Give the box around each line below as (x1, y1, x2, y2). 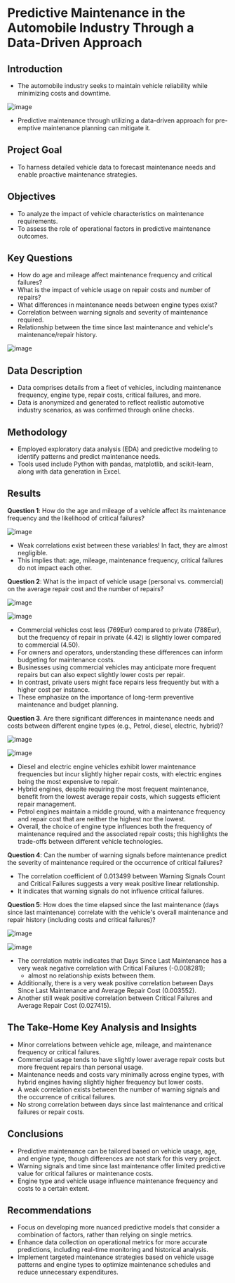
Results (7, 488, 41, 500)
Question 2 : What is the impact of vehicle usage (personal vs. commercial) (7, 577, 224, 586)
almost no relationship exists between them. (27, 971, 156, 980)
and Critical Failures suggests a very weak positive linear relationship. (17, 879, 220, 887)
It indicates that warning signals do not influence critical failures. (17, 887, 205, 895)
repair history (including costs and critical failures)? (7, 915, 156, 923)
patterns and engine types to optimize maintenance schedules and (17, 1260, 210, 1269)
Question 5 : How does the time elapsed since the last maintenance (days (7, 900, 220, 909)
